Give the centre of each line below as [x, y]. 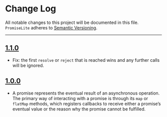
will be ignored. [28, 65]
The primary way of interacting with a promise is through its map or [80, 98]
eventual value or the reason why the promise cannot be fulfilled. [79, 109]
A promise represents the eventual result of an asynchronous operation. [86, 93]
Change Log [31, 9]
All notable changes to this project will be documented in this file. [72, 22]
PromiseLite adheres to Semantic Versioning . [51, 27]
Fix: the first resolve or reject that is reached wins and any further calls [86, 60]
